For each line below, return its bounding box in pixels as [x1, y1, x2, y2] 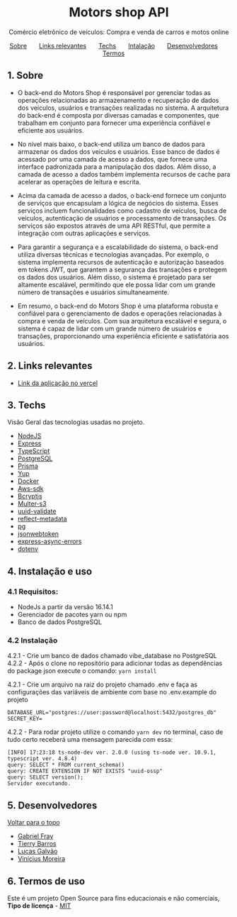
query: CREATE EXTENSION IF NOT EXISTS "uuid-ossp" [7, 767, 163, 775]
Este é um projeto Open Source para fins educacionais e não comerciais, [7, 894, 220, 902]
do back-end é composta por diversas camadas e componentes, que [17, 111, 219, 119]
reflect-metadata [17, 515, 67, 523]
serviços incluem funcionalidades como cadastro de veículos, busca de [17, 206, 227, 215]
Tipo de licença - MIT [7, 901, 71, 910]
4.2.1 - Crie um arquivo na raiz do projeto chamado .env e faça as [7, 680, 198, 689]
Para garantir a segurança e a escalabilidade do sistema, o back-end [17, 243, 218, 251]
